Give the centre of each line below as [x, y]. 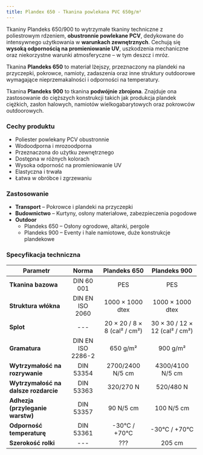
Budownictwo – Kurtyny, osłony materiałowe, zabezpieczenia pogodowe [106, 213]
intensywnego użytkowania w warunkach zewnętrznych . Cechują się [93, 42]
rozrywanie [26, 373]
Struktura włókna [35, 305]
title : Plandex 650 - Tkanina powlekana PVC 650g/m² [74, 12]
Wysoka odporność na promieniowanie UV [68, 165]
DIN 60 [83, 281]
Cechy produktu [31, 126]
